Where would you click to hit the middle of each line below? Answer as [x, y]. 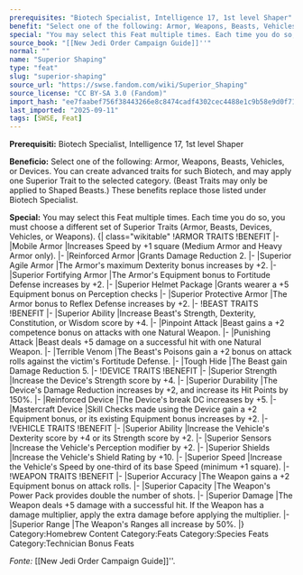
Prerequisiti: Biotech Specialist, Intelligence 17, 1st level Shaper [127, 144]
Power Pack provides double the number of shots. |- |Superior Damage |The [151, 496]
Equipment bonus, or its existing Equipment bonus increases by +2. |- [139, 419]
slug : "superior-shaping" [58, 77]
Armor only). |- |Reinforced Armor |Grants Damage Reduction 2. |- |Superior [151, 256]
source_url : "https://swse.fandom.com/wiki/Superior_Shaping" [129, 85]
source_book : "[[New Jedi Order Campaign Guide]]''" [110, 43]
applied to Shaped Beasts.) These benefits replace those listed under [138, 190]
